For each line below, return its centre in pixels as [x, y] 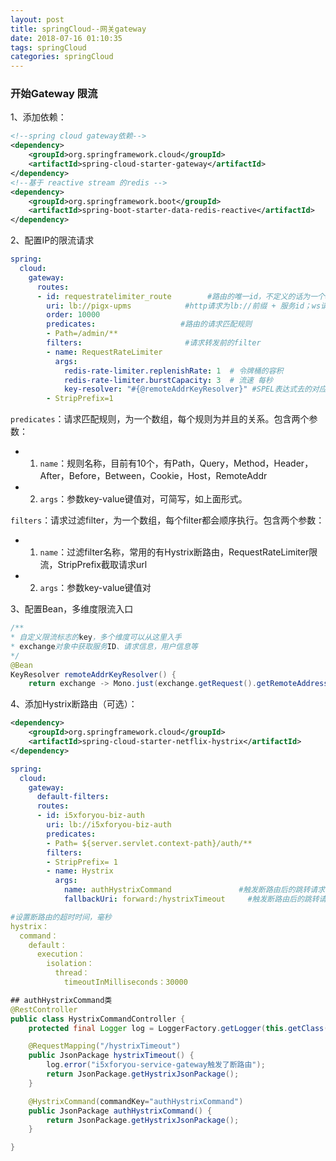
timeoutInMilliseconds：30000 [125, 982]
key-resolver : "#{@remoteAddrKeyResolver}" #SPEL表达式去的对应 [195, 389]
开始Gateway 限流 [54, 94]
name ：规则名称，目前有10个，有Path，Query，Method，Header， [176, 463]
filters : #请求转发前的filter [154, 343]
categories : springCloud [62, 57]
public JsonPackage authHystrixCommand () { [120, 1111]
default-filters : [73, 797]
